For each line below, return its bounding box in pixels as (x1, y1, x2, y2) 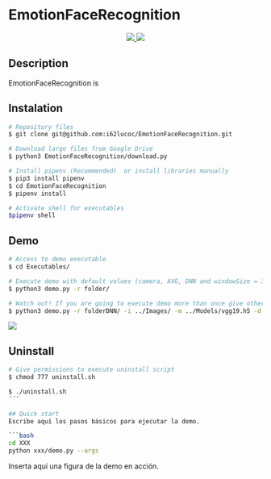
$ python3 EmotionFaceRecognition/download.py (8, 152, 168, 160)
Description (8, 56, 69, 70)
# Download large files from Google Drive (8, 145, 153, 153)
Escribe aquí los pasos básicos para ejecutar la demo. (8, 417, 200, 425)
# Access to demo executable (8, 256, 106, 264)
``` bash (8, 431, 35, 440)
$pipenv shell (8, 211, 56, 219)
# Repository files (8, 123, 74, 131)
